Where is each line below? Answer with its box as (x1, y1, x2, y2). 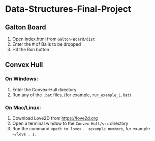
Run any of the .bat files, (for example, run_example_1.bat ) (12, 92, 131, 98)
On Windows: (5, 75, 38, 82)
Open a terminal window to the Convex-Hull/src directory (12, 120, 129, 126)
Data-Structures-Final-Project (5, 3, 131, 15)
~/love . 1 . (12, 131, 36, 137)
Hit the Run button (12, 47, 50, 52)
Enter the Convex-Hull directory (12, 86, 77, 92)
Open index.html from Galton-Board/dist (12, 36, 95, 42)
